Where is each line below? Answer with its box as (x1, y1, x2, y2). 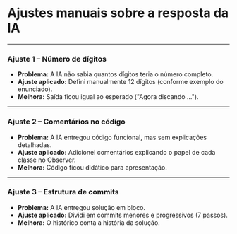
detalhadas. (17, 140, 52, 149)
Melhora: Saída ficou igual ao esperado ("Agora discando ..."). (17, 93, 199, 101)
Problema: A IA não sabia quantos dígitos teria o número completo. (17, 70, 214, 78)
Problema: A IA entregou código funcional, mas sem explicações (17, 133, 207, 141)
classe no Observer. (17, 156, 76, 164)
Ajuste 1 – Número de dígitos (7, 54, 107, 64)
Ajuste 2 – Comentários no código (7, 117, 126, 127)
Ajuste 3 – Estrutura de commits (7, 187, 119, 197)
